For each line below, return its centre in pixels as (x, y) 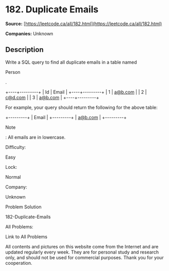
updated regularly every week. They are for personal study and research (82, 252)
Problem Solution (24, 207)
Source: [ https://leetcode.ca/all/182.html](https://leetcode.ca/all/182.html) (84, 24)
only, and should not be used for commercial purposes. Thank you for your (85, 257)
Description (24, 50)
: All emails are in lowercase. (35, 137)
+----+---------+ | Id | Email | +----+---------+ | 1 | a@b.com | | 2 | (76, 92)
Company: (16, 187)
